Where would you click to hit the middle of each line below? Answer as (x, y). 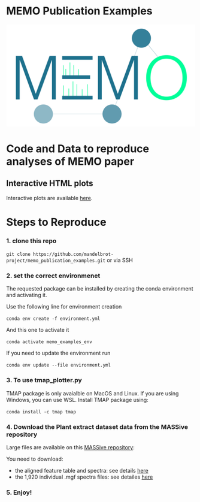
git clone (19, 255)
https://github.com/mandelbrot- (73, 255)
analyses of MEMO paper (70, 161)
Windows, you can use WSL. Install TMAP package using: (77, 400)
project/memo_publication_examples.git (56, 261)
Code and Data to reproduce (78, 149)
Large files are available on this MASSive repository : (70, 447)
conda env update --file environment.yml (59, 365)
